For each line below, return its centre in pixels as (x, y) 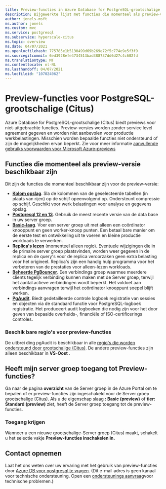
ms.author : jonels (24, 23)
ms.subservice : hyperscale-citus (40, 38)
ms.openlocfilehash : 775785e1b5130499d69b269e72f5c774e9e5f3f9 (72, 51)
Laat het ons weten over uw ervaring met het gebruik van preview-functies (81, 465)
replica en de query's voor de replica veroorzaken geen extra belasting (84, 256)
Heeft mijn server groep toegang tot (61, 369)
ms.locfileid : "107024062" (33, 74)
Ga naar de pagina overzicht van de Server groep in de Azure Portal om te (81, 388)
